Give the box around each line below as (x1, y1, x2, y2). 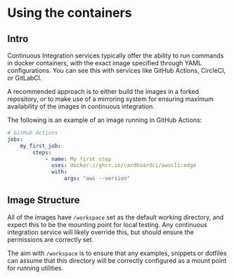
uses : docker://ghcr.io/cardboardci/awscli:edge (51, 162, 197, 169)
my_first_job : (20, 142, 61, 149)
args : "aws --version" (63, 175, 131, 182)
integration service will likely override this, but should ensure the (7, 228, 195, 236)
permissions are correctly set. (7, 235, 94, 243)
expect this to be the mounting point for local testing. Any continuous (7, 220, 207, 229)
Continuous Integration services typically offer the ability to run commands (7, 51, 224, 60)
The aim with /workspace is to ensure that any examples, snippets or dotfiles (7, 249, 227, 257)
